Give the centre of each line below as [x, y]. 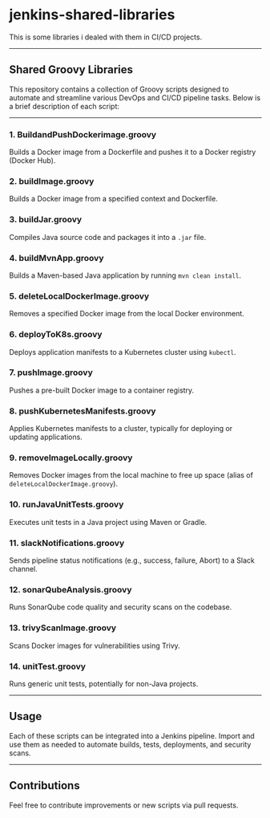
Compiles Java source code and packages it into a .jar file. [108, 237]
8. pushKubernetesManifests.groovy [83, 411]
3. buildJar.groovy [46, 220]
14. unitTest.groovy [48, 666]
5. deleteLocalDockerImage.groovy [79, 296]
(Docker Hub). [32, 161]
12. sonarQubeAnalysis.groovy [71, 589]
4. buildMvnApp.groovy [56, 258]
